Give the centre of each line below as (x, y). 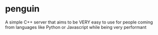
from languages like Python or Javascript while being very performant (76, 27)
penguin (22, 9)
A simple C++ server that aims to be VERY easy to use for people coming (79, 22)
